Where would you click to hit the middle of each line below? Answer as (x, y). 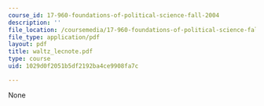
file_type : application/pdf (54, 37)
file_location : (33, 30)
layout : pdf (27, 44)
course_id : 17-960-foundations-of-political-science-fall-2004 (114, 15)
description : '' (35, 23)
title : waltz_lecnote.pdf (50, 51)
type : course (29, 59)
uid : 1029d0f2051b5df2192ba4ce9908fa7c (73, 66)
